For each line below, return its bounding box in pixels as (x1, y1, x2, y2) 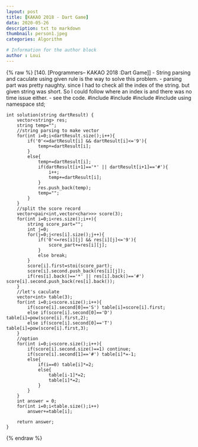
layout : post (6, 8, 39, 15)
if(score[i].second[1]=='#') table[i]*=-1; (27, 351, 136, 357)
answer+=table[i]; (27, 408, 73, 414)
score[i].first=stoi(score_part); (27, 263, 113, 269)
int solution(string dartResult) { (6, 112, 94, 118)
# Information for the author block (6, 47, 97, 53)
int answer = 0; (17, 398, 58, 404)
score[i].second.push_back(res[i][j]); (27, 268, 126, 274)
